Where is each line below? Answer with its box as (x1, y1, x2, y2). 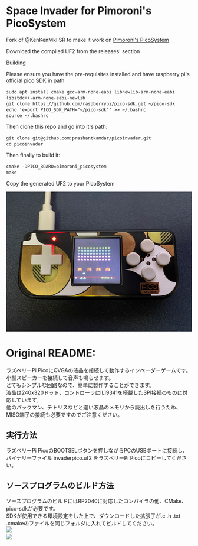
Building (6, 59, 27, 66)
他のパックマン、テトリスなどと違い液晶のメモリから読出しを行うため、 (6, 404, 181, 411)
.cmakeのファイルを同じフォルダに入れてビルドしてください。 (6, 519, 158, 526)
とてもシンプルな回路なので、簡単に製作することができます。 (6, 382, 155, 389)
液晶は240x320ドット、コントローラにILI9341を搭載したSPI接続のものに (6, 389, 183, 396)
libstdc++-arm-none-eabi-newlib (6, 95, 85, 101)
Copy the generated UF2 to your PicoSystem (6, 180, 115, 187)
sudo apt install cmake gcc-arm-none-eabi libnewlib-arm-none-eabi (6, 89, 176, 95)
